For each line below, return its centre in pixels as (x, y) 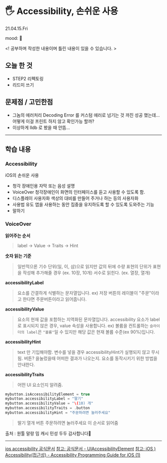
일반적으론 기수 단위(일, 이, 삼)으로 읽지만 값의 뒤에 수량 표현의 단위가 (84, 266)
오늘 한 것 (19, 66)
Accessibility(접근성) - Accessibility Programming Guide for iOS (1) (73, 455)
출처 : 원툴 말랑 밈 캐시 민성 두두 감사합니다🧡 (48, 433)
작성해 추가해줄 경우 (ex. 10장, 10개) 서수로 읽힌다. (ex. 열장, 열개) (86, 273)
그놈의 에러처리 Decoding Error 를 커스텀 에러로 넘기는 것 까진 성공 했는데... (86, 115)
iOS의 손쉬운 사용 (22, 175)
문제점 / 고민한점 (29, 102)
